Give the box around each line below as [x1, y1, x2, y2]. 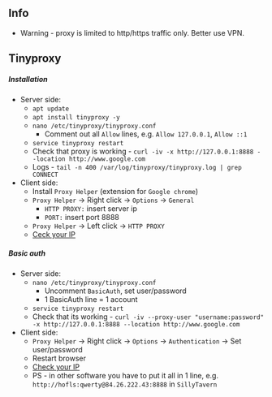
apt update [32, 105, 70, 113]
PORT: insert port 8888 [44, 213, 119, 222]
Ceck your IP [32, 230, 76, 239]
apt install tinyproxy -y [32, 114, 120, 122]
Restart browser [32, 353, 87, 364]
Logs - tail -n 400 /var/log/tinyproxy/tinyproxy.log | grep [32, 162, 242, 172]
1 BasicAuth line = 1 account [44, 295, 138, 304]
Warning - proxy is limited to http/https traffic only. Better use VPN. [19, 28, 245, 37]
